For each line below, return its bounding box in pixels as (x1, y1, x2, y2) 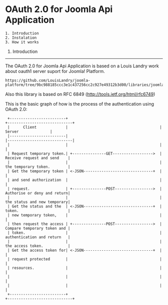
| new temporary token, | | (7, 213, 162, 218)
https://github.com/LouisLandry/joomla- (5, 78, 91, 83)
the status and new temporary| (5, 199, 70, 205)
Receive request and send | (5, 155, 70, 160)
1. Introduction (5, 31, 39, 36)
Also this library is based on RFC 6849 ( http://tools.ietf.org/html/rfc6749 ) (5, 91, 155, 97)
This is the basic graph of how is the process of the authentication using (5, 100, 154, 107)
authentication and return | (5, 235, 70, 240)
